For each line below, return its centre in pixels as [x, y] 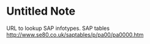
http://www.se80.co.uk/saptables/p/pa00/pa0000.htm [75, 34]
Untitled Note [41, 11]
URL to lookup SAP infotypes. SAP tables [58, 28]
